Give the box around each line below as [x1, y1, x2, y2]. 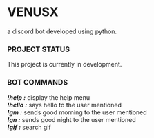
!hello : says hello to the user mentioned [7, 101, 122, 109]
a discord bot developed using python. [7, 27, 117, 35]
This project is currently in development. [7, 60, 122, 69]
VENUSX [7, 4, 59, 20]
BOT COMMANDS [7, 78, 68, 87]
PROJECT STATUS [7, 44, 70, 54]
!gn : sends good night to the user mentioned [7, 115, 136, 123]
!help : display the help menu [7, 93, 90, 101]
